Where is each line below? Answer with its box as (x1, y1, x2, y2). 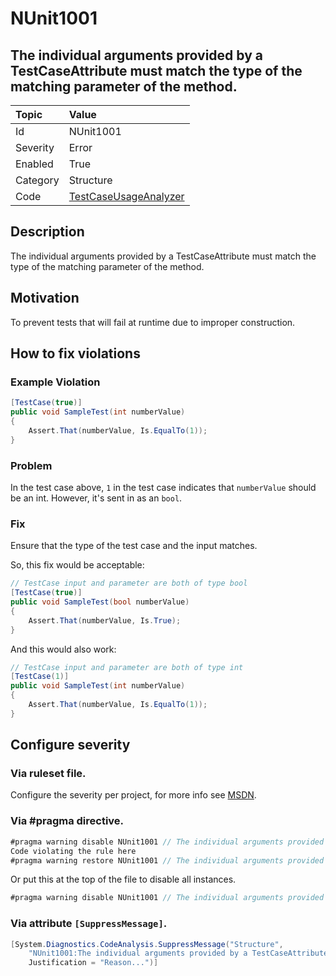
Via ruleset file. (10, 767, 87, 781)
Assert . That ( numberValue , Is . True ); (28, 615, 182, 626)
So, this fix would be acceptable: (10, 559, 145, 571)
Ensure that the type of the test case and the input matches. (10, 540, 258, 552)
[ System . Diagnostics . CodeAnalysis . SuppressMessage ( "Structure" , (10, 939, 284, 949)
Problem (10, 458, 53, 472)
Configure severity (10, 737, 131, 754)
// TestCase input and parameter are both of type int (10, 662, 244, 672)
